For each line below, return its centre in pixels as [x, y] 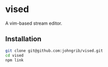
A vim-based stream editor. [34, 23]
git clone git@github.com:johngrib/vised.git [54, 51]
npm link [14, 60]
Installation [23, 39]
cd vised [14, 55]
